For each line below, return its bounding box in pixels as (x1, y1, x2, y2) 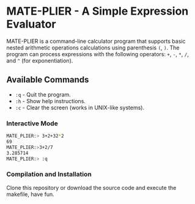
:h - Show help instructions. (15, 97, 86, 104)
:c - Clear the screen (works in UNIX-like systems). (15, 104, 145, 111)
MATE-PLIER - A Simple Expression (6, 4, 189, 18)
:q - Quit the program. (15, 90, 72, 98)
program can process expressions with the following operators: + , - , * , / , (6, 50, 189, 57)
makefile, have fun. (6, 191, 55, 198)
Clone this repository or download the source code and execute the (6, 184, 177, 191)
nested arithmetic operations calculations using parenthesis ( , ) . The (6, 44, 180, 51)
